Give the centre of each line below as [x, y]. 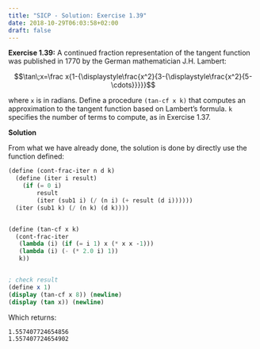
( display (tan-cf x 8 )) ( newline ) [65, 294]
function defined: [36, 156]
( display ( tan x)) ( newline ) [56, 302]
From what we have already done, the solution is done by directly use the [128, 148]
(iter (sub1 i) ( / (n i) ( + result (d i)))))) [115, 200]
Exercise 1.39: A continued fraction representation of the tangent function [130, 53]
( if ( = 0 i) [42, 186]
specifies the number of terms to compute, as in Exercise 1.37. [110, 117]
